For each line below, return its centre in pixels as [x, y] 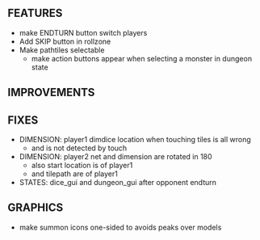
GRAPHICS [36, 208]
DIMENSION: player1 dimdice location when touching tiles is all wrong [135, 140]
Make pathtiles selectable [62, 50]
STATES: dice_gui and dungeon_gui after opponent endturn [118, 183]
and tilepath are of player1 [74, 174]
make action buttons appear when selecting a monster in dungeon [141, 58]
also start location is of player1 [82, 166]
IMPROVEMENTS [51, 93]
